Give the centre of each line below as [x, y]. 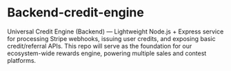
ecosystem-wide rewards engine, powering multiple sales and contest [107, 53]
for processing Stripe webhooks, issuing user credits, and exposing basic [111, 38]
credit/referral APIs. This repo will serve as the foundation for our [100, 46]
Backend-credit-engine [76, 13]
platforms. [22, 60]
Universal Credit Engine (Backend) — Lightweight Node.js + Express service [115, 31]
